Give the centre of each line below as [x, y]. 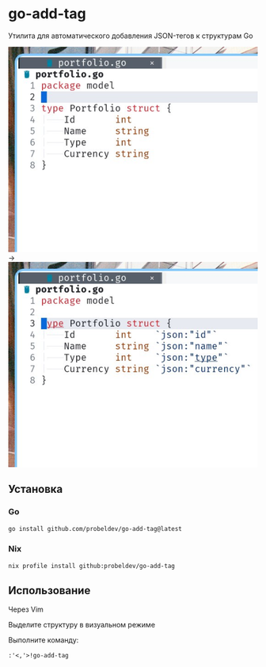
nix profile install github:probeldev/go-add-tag [92, 567]
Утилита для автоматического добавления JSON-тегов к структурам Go [131, 36]
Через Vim [26, 609]
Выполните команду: [44, 640]
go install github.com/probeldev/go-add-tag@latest [95, 529]
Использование [49, 590]
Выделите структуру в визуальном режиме [82, 625]
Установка [36, 489]
